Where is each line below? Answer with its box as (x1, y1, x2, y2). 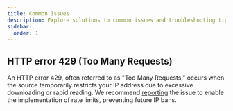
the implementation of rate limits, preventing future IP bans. (7, 96, 177, 104)
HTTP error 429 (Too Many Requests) (7, 55, 173, 67)
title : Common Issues (7, 10, 70, 17)
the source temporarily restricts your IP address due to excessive (7, 81, 193, 89)
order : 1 (13, 29, 39, 37)
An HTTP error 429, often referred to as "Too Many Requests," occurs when (7, 74, 225, 82)
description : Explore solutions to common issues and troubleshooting (7, 17, 216, 24)
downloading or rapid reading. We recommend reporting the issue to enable (7, 88, 224, 97)
